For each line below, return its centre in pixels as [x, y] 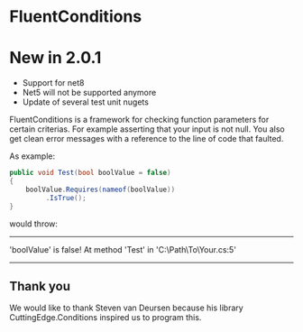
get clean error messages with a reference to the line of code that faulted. [147, 139]
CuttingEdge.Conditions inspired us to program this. [106, 318]
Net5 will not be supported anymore [89, 93]
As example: [32, 156]
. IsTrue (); [66, 198]
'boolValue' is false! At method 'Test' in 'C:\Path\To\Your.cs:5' [123, 249]
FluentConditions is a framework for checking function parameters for [139, 120]
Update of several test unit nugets [85, 102]
